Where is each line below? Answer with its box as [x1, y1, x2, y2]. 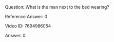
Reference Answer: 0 [5, 14, 48, 19]
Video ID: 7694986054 [5, 23, 51, 29]
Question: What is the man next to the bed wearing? [5, 4, 110, 10]
